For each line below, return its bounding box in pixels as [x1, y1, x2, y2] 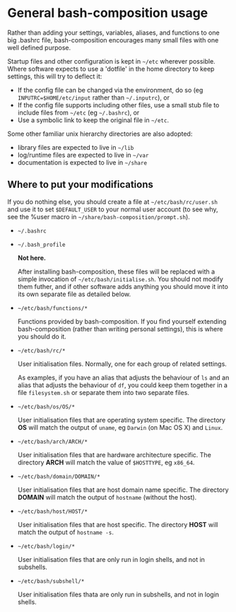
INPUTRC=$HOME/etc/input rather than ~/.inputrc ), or [17, 93, 170, 102]
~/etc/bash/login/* [17, 543, 76, 550]
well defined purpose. [7, 43, 71, 52]
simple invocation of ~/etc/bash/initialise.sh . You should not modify [17, 274, 224, 283]
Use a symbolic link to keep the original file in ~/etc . [17, 115, 170, 124]
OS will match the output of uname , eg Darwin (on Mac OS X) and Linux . [17, 423, 223, 432]
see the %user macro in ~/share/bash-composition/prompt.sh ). [7, 212, 191, 220]
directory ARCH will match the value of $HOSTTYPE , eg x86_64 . [17, 458, 195, 466]
